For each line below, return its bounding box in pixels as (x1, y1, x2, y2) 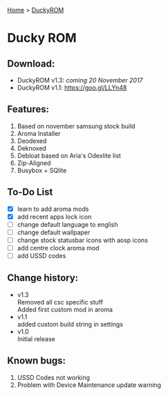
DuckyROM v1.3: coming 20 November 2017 (17, 76, 143, 84)
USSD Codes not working (17, 373, 91, 381)
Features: (7, 103, 50, 115)
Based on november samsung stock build (17, 121, 136, 130)
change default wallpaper (17, 228, 91, 236)
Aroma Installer (17, 129, 61, 137)
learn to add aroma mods (17, 205, 89, 213)
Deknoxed (17, 144, 47, 152)
